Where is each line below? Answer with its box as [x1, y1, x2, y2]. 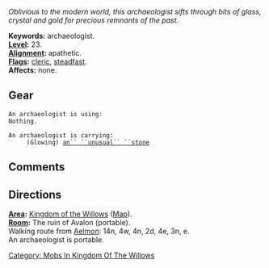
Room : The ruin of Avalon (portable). [8, 218, 131, 228]
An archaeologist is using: [8, 110, 103, 118]
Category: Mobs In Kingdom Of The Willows [8, 250, 155, 261]
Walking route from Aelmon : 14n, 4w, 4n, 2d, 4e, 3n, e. [8, 226, 190, 237]
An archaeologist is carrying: [8, 131, 114, 140]
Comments [8, 161, 65, 174]
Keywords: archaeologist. [8, 31, 95, 40]
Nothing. [8, 117, 38, 125]
